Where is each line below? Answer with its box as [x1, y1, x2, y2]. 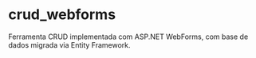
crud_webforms [8, 6, 116, 24]
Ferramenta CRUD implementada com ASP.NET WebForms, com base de [8, 32, 249, 41]
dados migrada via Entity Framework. [8, 40, 131, 49]
